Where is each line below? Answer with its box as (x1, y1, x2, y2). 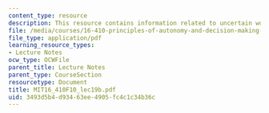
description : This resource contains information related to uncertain (8, 19, 252, 27)
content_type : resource (8, 11, 88, 20)
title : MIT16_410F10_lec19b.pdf (8, 85, 116, 94)
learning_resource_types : (8, 41, 94, 49)
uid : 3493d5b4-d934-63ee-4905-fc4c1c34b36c (8, 93, 156, 101)
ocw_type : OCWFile (8, 56, 70, 64)
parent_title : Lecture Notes (8, 64, 106, 72)
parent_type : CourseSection (8, 71, 102, 79)
